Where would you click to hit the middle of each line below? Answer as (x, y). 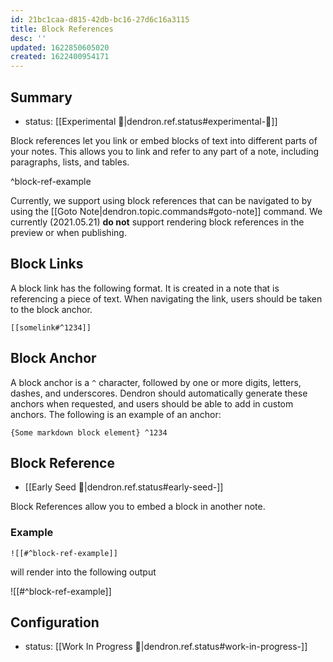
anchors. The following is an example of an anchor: (116, 414)
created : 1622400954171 (60, 57)
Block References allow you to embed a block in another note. (138, 507)
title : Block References (62, 29)
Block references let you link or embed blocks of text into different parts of (164, 140)
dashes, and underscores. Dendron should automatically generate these (159, 393)
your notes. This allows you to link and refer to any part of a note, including (165, 151)
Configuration (55, 622)
